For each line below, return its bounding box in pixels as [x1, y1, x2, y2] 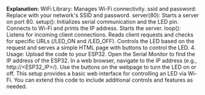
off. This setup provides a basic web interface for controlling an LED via [6, 70, 187, 77]
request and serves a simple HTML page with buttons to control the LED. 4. [6, 44, 196, 51]
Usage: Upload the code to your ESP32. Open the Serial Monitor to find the [6, 51, 196, 57]
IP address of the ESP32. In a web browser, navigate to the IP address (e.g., [6, 57, 197, 64]
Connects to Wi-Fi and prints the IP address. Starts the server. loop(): [6, 24, 181, 32]
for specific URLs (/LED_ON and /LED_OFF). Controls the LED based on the [6, 38, 195, 44]
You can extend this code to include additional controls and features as [13, 76, 193, 83]
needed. [6, 83, 28, 90]
